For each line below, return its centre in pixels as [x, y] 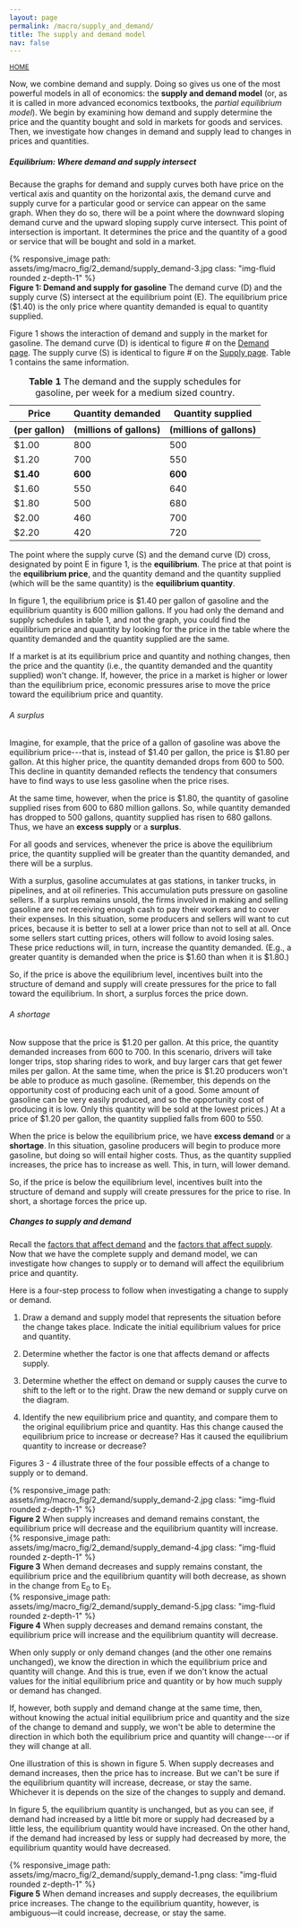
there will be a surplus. [51, 864]
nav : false [30, 43]
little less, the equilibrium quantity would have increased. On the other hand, [150, 1829]
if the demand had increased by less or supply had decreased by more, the [148, 1838]
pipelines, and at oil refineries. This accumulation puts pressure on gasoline [149, 891]
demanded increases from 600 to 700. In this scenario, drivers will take [141, 1051]
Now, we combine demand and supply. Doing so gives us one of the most [145, 84]
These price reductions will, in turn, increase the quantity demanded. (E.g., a [150, 947]
